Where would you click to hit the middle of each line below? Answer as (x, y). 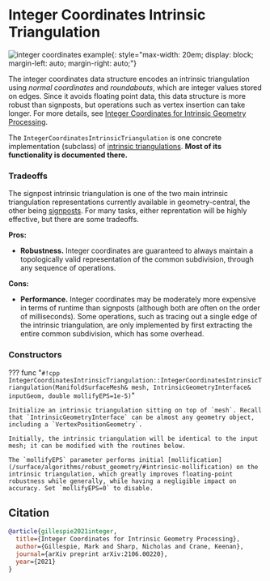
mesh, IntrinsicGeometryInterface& (191, 387)
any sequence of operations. (68, 268)
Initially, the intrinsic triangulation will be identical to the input (133, 438)
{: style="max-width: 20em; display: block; (182, 54)
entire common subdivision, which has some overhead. (112, 334)
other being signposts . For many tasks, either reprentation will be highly (128, 211)
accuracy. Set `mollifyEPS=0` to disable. (81, 488)
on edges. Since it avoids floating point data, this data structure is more (127, 96)
